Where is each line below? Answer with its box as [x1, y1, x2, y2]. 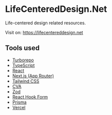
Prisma [12, 99, 27, 105]
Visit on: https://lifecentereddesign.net [5, 29, 83, 35]
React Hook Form [12, 94, 48, 100]
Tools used [5, 44, 40, 53]
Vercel [12, 104, 26, 110]
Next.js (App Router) [12, 73, 54, 79]
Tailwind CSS [12, 78, 39, 84]
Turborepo [12, 57, 34, 63]
